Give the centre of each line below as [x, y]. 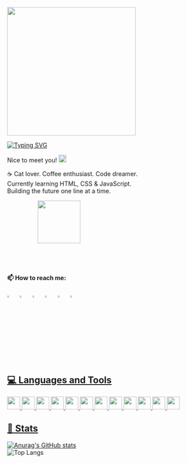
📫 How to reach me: [37, 277]
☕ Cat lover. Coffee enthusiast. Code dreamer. [73, 174]
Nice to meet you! [32, 160]
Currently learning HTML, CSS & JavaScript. [70, 184]
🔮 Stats [23, 428]
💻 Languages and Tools [59, 380]
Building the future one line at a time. [59, 191]
